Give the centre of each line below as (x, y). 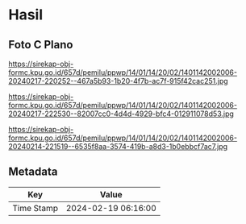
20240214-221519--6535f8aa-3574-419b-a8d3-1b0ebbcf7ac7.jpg (118, 146)
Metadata (33, 172)
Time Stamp (35, 208)
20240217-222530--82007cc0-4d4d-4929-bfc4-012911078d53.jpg (121, 114)
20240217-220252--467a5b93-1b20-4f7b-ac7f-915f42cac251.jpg (118, 81)
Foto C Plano (41, 45)
